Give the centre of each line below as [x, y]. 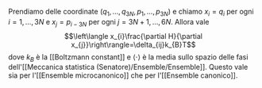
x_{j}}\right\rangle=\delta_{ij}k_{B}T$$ [133, 44]
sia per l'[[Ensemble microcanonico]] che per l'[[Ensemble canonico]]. [123, 75]
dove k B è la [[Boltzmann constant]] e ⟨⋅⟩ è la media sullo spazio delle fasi [128, 57]
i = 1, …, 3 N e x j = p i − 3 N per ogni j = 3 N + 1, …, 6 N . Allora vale [109, 23]
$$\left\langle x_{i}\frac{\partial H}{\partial [133, 36]
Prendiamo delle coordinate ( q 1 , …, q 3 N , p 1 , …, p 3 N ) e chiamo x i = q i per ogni [131, 13]
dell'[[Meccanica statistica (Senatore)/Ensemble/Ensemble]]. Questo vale [128, 67]
